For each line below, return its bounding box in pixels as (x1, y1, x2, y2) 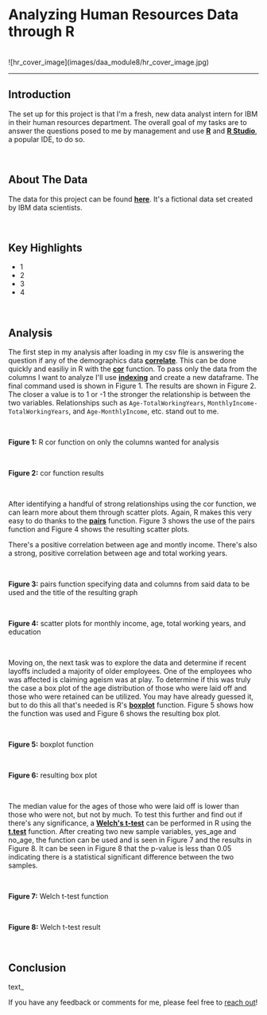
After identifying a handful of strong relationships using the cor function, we (8, 500, 257, 509)
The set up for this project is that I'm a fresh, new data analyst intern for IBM (8, 109, 258, 119)
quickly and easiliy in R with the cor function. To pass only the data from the (8, 364, 257, 374)
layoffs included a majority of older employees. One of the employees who (8, 667, 253, 676)
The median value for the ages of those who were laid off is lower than (8, 801, 240, 811)
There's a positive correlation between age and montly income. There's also (8, 540, 257, 550)
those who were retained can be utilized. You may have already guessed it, (8, 692, 254, 702)
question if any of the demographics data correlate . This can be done (8, 356, 237, 366)
